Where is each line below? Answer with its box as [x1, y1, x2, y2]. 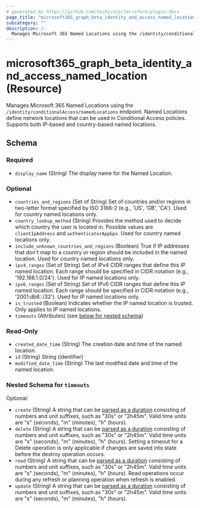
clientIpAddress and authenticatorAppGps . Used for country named [14, 230, 181, 237]
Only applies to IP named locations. [14, 306, 102, 313]
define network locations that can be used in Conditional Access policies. [6, 115, 186, 122]
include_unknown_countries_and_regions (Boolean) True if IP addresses [14, 242, 190, 250]
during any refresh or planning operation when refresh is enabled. [14, 476, 177, 483]
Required [6, 156, 33, 164]
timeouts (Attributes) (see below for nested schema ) [14, 312, 144, 319]
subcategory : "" [6, 20, 46, 26]
